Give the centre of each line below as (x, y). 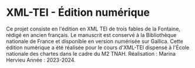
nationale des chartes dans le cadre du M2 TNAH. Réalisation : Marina (91, 53)
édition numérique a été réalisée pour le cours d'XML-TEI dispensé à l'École (98, 47)
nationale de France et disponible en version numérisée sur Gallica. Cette (95, 41)
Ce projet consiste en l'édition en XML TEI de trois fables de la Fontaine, (93, 29)
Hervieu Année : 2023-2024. (41, 60)
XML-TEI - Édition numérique (78, 13)
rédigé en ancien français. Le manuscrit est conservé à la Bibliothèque (91, 35)
